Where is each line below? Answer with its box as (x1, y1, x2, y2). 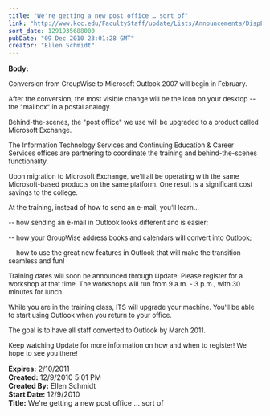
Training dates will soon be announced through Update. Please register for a (8, 271, 243, 281)
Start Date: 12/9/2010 (8, 389, 80, 399)
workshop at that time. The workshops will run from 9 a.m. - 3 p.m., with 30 (8, 279, 241, 289)
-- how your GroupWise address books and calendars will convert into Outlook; (8, 233, 252, 242)
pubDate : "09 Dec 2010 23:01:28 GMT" (8, 34, 135, 43)
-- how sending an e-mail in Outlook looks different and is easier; (8, 218, 209, 228)
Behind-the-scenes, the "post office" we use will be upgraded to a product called (8, 117, 259, 127)
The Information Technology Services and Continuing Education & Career (8, 141, 235, 150)
